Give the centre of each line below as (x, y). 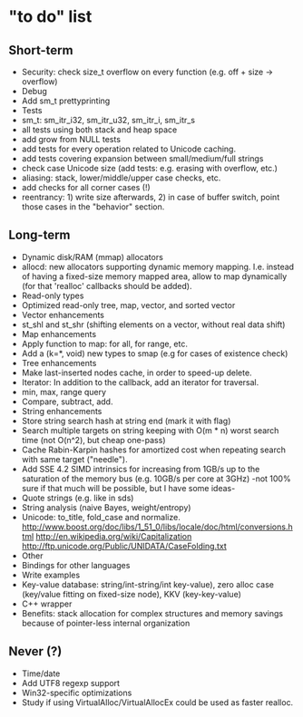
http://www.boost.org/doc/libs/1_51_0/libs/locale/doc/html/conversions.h (157, 527)
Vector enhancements (63, 315)
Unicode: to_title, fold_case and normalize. (101, 517)
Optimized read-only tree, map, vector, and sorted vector (128, 305)
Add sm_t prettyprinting (66, 101)
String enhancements (62, 411)
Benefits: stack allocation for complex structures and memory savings (152, 613)
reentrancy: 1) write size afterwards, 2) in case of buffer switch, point (151, 197)
